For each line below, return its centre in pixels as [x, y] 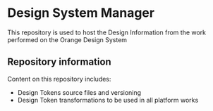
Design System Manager [81, 13]
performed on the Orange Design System [67, 39]
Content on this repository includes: [59, 79]
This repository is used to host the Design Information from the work [107, 32]
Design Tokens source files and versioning [79, 92]
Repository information [59, 62]
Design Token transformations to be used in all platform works [108, 100]
